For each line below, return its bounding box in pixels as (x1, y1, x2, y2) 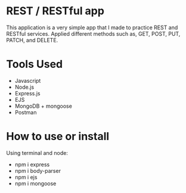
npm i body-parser (14, 167, 61, 174)
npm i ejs (14, 173, 38, 180)
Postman (14, 108, 37, 116)
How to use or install (6, 130, 110, 144)
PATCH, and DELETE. (6, 36, 58, 43)
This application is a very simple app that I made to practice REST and (6, 24, 178, 31)
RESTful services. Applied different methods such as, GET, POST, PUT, (6, 30, 181, 37)
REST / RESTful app (6, 4, 104, 18)
